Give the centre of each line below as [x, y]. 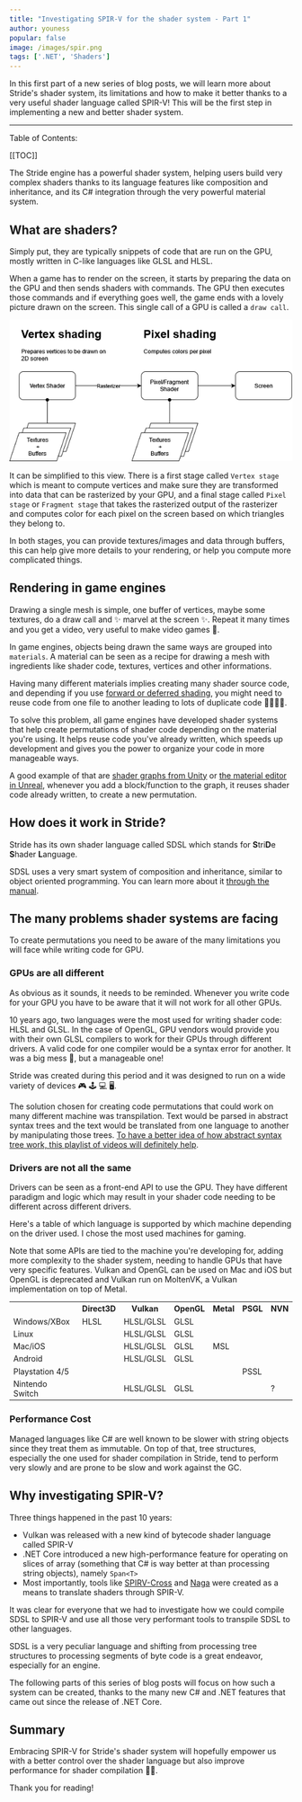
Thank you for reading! [52, 1788]
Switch [26, 1393]
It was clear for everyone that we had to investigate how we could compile [147, 1610]
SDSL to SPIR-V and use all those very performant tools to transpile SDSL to [150, 1619]
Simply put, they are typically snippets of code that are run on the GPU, [141, 251]
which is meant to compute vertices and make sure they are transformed [144, 484]
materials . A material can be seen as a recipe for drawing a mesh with [140, 656]
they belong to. [37, 523]
